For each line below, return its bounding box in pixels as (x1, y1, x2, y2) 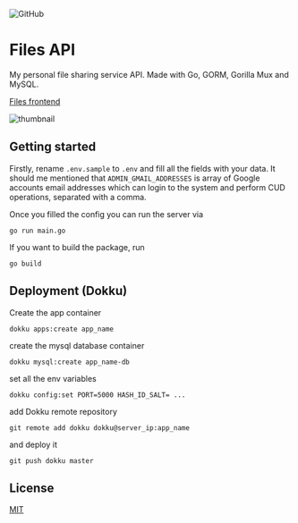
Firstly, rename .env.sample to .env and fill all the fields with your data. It (9, 163, 276, 173)
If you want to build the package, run (9, 241, 145, 252)
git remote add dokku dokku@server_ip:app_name (9, 423, 191, 433)
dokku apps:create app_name (9, 325, 115, 333)
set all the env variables (9, 373, 97, 384)
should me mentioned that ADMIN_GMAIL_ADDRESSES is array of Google (9, 173, 260, 183)
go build (9, 259, 42, 268)
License (9, 480, 55, 495)
